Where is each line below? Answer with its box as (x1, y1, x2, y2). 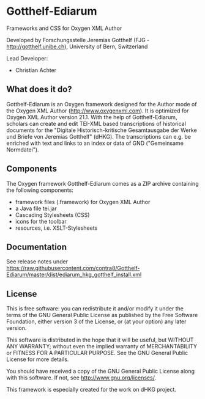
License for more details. (6, 356, 69, 363)
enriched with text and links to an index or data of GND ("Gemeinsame (6, 139, 184, 147)
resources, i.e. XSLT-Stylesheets (15, 224, 98, 232)
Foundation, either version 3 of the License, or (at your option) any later (6, 318, 187, 325)
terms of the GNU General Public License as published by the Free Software (6, 312, 198, 319)
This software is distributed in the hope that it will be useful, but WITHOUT (6, 336, 194, 343)
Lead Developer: (6, 54, 48, 62)
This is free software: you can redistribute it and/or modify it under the (6, 305, 184, 312)
